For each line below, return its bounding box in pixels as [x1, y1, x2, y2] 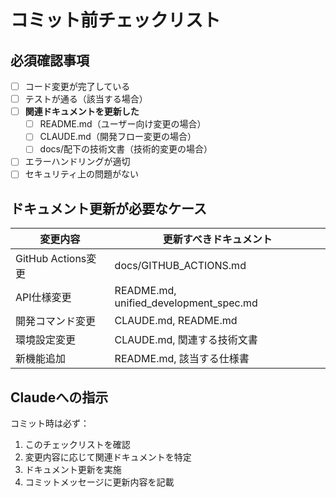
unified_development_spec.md [114, 296, 258, 310]
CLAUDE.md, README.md [114, 314, 238, 328]
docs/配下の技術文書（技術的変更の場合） [39, 143, 213, 155]
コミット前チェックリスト [10, 9, 222, 32]
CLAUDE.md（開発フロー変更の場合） [39, 131, 197, 143]
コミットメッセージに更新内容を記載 [24, 476, 175, 488]
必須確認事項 [10, 52, 90, 69]
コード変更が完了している [24, 81, 131, 92]
